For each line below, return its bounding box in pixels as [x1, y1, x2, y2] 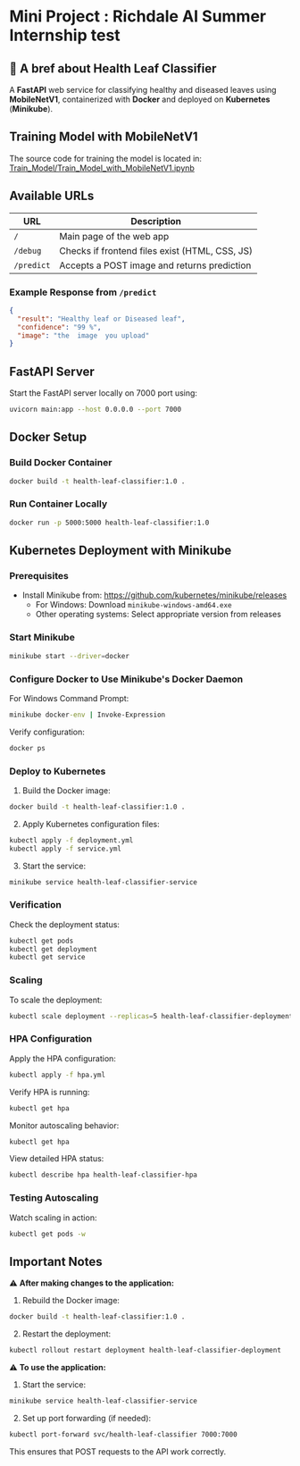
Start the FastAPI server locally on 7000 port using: [9, 388, 198, 398]
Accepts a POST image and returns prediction [59, 259, 252, 272]
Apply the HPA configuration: [9, 1052, 116, 1064]
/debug [13, 246, 42, 256]
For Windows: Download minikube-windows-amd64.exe [35, 599, 232, 610]
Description [130, 214, 181, 227]
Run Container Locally [9, 498, 108, 510]
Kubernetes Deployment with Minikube [9, 543, 232, 558]
